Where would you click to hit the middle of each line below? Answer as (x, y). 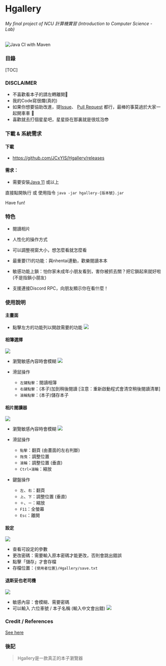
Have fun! (15, 203)
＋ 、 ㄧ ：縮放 (32, 503)
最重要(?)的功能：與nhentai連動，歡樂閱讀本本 (60, 261)
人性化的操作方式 (30, 239)
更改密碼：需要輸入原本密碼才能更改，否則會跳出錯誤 (67, 556)
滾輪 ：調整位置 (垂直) (41, 463)
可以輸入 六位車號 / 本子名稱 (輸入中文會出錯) (59, 608)
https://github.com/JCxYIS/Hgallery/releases (58, 158)
